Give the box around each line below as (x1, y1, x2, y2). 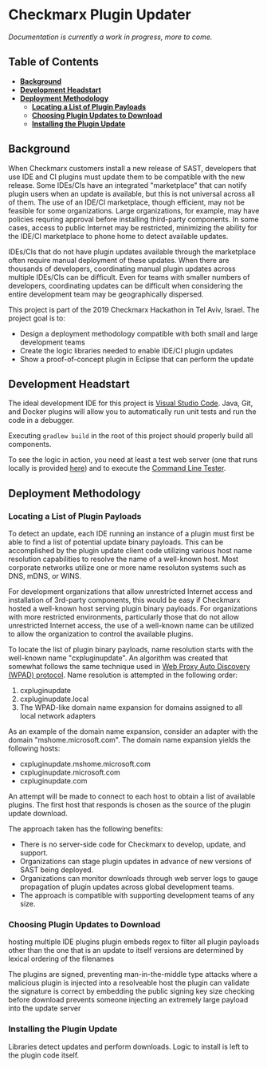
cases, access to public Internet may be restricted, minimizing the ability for (8, 222, 257, 233)
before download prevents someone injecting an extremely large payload (8, 995, 249, 1005)
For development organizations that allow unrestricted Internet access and (8, 587, 253, 596)
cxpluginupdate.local (19, 694, 89, 704)
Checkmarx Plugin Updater (8, 6, 191, 24)
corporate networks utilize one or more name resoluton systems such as (8, 563, 246, 572)
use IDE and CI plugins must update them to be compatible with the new (8, 172, 245, 181)
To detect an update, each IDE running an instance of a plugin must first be (8, 529, 255, 539)
